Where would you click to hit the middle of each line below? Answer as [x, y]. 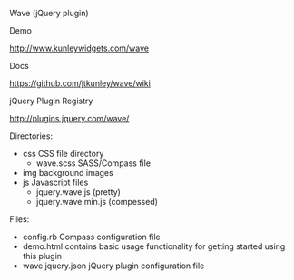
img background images [68, 173]
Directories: [31, 136]
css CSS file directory [63, 154]
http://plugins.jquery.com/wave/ [69, 118]
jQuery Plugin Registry [51, 101]
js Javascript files [55, 182]
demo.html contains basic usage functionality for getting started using [154, 246]
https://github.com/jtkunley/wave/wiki [80, 83]
